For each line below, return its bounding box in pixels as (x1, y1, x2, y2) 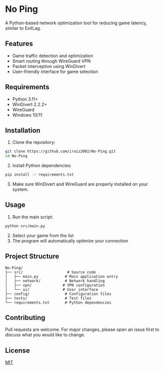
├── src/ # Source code (5, 269, 96, 275)
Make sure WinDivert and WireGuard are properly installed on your (12, 181, 148, 187)
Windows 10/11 (12, 112, 42, 118)
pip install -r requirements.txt (5, 172, 74, 177)
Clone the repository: (12, 139, 56, 145)
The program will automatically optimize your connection (12, 238, 128, 244)
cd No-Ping (5, 154, 28, 159)
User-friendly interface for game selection (12, 68, 98, 74)
